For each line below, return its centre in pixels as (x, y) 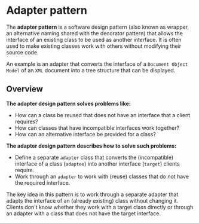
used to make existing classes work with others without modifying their (94, 46)
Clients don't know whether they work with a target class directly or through (100, 207)
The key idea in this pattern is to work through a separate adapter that (92, 194)
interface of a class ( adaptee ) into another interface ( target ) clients (97, 164)
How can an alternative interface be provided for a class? (85, 134)
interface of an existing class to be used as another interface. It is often (94, 39)
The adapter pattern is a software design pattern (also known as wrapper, (98, 27)
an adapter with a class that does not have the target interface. (84, 213)
